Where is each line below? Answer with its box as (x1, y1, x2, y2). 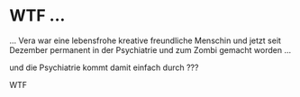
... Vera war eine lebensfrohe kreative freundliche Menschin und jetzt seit (9, 35, 282, 46)
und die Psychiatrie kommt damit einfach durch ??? (9, 62, 199, 73)
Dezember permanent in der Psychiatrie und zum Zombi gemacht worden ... (9, 44, 291, 55)
